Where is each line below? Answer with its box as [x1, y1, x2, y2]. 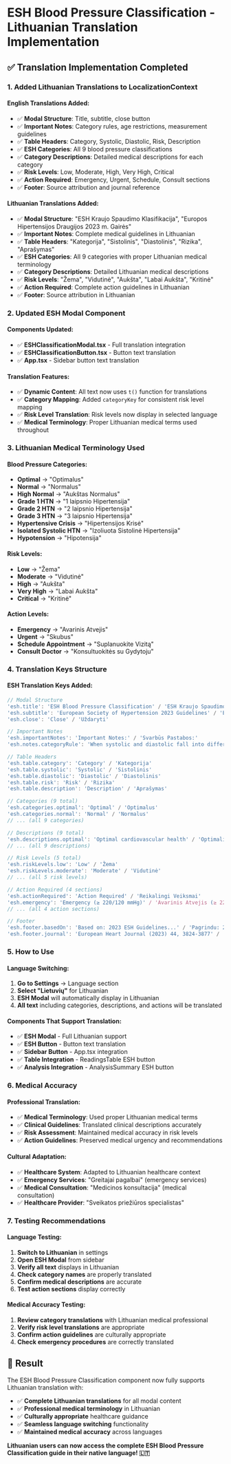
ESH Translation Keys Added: [7, 681, 93, 689]
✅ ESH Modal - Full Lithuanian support [16, 1032, 127, 1040]
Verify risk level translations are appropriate [16, 1323, 145, 1331]
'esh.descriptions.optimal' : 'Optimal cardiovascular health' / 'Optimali [7, 836, 226, 843]
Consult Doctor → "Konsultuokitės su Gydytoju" [16, 647, 154, 655]
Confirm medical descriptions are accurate [16, 1278, 142, 1286]
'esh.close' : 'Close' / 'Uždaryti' [7, 715, 109, 723]
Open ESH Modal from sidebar [16, 1256, 104, 1264]
